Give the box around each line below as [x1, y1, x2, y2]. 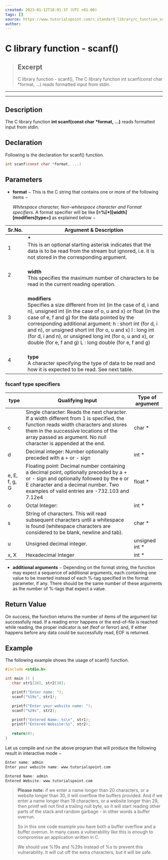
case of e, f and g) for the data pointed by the [27, 314, 134, 321]
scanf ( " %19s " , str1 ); [11, 694, 57, 700]
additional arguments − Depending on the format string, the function [12, 564, 155, 570]
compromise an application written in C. [17, 834, 100, 840]
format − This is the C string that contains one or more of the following [12, 189, 158, 195]
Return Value [5, 600, 46, 609]
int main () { [5, 676, 35, 681]
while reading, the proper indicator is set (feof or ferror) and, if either [5, 624, 147, 630]
